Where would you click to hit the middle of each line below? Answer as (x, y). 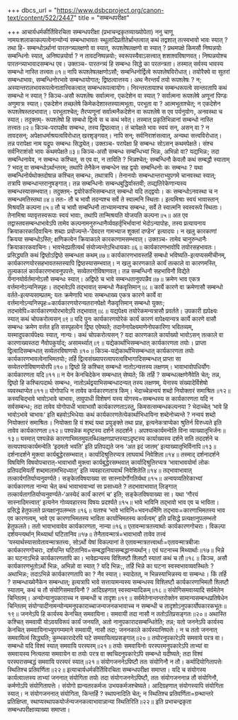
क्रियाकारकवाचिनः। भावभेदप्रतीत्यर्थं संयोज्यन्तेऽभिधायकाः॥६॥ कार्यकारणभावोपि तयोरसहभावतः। (112, 247)
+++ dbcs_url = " (32, 10)
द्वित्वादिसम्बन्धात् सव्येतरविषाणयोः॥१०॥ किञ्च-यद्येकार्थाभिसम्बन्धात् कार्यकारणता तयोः (101, 351)
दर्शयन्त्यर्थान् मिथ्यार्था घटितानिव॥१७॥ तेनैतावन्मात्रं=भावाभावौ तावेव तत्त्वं (87, 534)
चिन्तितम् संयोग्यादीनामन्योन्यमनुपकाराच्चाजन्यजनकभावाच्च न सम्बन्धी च (85, 606)
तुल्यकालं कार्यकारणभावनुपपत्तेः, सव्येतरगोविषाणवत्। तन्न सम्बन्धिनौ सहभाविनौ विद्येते (98, 271)
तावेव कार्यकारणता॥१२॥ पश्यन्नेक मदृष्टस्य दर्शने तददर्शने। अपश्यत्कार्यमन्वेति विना (98, 431)
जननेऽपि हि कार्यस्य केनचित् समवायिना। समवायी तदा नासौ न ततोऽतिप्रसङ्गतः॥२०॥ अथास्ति (123, 614)
